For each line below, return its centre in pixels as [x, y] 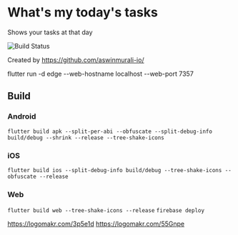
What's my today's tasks [83, 12]
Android [22, 116]
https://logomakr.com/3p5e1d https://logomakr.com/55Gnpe [96, 224]
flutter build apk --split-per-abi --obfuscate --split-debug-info [110, 131]
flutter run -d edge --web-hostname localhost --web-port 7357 [101, 74]
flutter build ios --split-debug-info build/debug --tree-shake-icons [115, 170]
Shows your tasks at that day [50, 32]
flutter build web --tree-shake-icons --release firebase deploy [106, 211]
